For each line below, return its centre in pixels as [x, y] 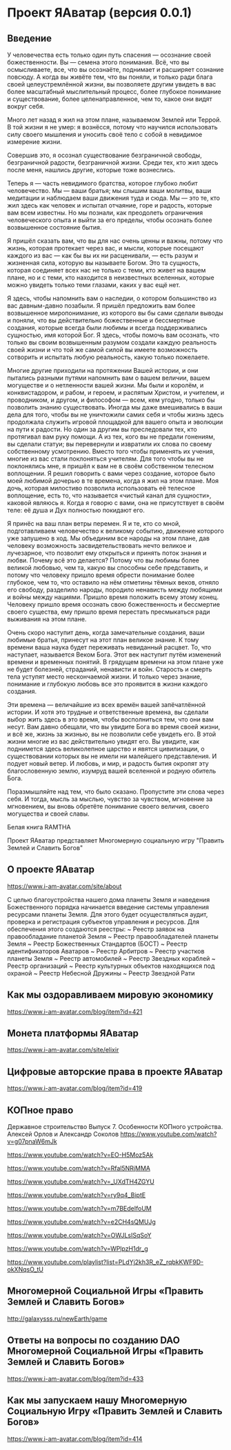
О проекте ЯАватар [51, 870]
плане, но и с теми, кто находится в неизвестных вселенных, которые [111, 277]
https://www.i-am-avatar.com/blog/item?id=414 [75, 1439]
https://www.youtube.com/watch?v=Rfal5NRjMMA [79, 1168]
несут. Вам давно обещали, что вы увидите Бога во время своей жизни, [114, 727]
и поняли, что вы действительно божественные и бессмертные [101, 320]
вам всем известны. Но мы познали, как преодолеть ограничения [105, 213]
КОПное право [40, 1110]
